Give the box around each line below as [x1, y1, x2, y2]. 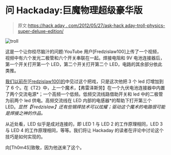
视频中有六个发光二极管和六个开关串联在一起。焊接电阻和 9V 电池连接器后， [5, 54, 165, 61]
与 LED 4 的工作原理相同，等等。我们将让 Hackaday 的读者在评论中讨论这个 [5, 127, 164, 133]
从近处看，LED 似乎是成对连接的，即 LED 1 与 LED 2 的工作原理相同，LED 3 [5, 120, 163, 127]
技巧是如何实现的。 [5, 133, 46, 140]
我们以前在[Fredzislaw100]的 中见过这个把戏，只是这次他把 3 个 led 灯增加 [5, 78, 159, 84]
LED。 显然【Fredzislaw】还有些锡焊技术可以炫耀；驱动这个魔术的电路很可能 [5, 104, 165, 110]
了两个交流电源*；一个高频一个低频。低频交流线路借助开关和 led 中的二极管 [5, 91, 163, 97]
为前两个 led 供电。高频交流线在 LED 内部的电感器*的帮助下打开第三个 [5, 97, 152, 103]
